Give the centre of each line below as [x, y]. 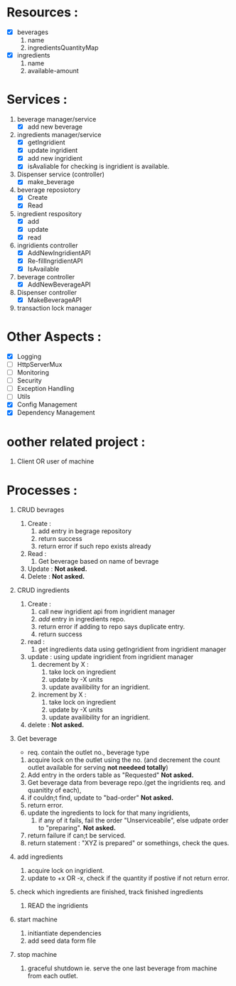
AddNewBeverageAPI [59, 284]
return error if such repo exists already [95, 546]
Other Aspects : [54, 337]
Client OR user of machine [55, 461]
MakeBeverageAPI [55, 300]
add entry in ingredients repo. [82, 619]
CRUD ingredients [43, 590]
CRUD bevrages [41, 510]
